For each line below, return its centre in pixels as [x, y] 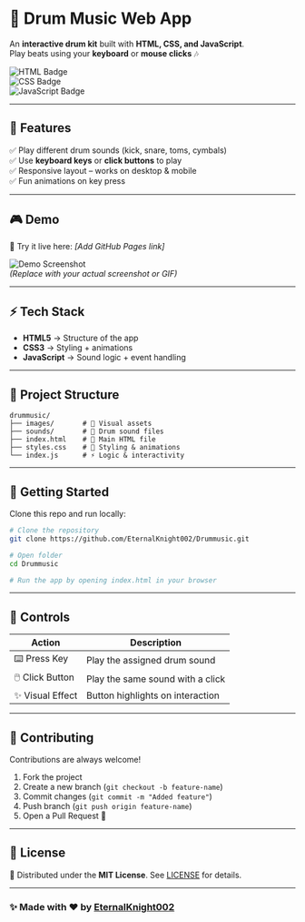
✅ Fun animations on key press [67, 180]
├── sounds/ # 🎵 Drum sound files [87, 431]
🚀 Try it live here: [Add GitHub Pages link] [87, 246]
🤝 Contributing [52, 738]
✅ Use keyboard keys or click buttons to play [96, 160]
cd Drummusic [34, 563]
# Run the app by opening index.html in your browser [113, 580]
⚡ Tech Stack [47, 312]
